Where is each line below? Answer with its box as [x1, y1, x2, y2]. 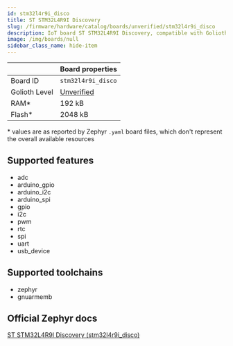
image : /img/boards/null [7, 36, 79, 43]
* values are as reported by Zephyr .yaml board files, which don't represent [7, 127, 223, 136]
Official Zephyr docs [7, 313, 98, 325]
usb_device [17, 246, 51, 255]
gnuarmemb [17, 292, 53, 301]
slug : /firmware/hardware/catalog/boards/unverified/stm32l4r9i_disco [7, 23, 216, 30]
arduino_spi [17, 195, 51, 203]
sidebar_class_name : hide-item [7, 42, 98, 49]
